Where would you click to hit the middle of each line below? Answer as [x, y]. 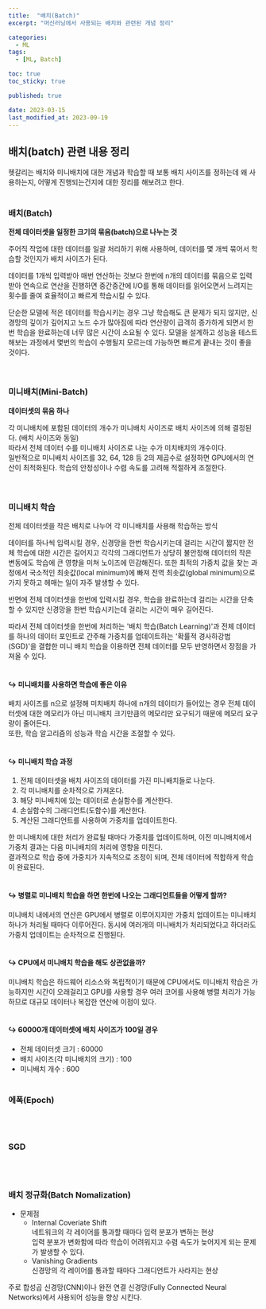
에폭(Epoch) [31, 1101]
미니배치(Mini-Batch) [48, 392]
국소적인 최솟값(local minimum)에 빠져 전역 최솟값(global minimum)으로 [142, 573]
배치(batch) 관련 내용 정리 [69, 152]
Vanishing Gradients [64, 1260]
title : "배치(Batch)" [44, 16]
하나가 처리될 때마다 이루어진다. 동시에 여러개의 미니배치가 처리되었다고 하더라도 [132, 925]
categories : [28, 37]
